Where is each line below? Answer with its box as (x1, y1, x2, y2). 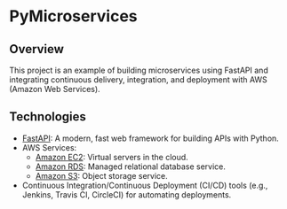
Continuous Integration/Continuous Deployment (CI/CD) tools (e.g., (21, 180, 268, 190)
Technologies (9, 109, 87, 125)
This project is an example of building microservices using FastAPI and (9, 65, 268, 75)
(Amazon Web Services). (9, 84, 100, 94)
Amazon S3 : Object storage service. (35, 170, 168, 181)
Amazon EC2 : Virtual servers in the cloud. (35, 151, 188, 162)
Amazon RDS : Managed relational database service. (35, 161, 227, 172)
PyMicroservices (9, 6, 138, 27)
